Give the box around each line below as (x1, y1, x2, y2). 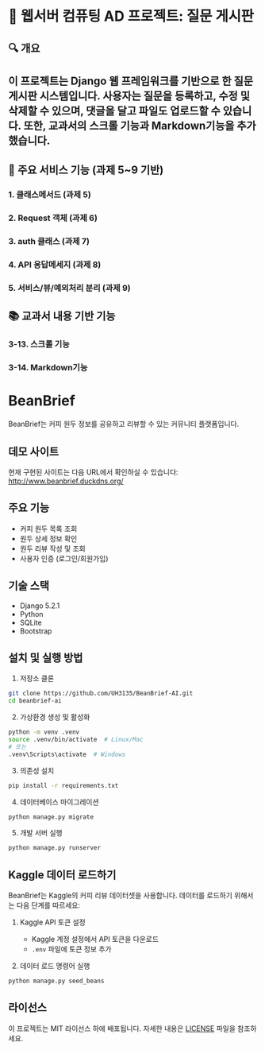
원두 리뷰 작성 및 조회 (19, 544, 86, 553)
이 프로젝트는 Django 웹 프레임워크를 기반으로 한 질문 (8, 74, 254, 87)
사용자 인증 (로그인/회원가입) (19, 553, 109, 563)
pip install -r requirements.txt (8, 781, 119, 789)
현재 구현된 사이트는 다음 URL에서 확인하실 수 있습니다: (8, 467, 179, 477)
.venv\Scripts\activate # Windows (8, 750, 126, 758)
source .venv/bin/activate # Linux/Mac (8, 736, 144, 744)
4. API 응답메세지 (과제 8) (8, 259, 102, 270)
